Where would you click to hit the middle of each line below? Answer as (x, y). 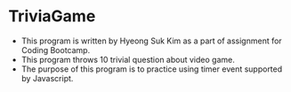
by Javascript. (47, 78)
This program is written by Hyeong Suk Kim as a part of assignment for (151, 41)
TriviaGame (52, 16)
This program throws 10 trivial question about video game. (128, 59)
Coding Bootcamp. (56, 50)
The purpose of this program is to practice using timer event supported (152, 69)
